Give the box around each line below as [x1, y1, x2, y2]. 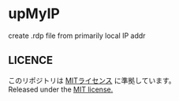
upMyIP [8, 5, 61, 23]
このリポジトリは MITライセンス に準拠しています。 [8, 76, 176, 85]
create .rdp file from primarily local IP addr [8, 31, 146, 40]
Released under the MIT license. [8, 84, 114, 94]
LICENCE [8, 54, 54, 67]
